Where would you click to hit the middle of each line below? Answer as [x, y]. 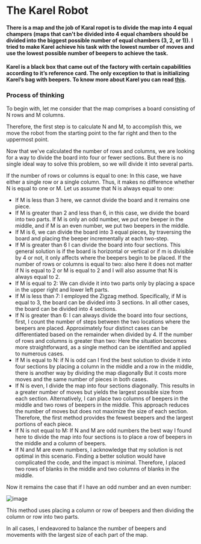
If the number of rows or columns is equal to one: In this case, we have [94, 175]
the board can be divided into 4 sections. [66, 308]
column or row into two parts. [43, 516]
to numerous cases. [39, 354]
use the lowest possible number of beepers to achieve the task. [87, 53]
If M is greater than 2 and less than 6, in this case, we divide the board [102, 213]
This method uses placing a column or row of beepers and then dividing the [100, 510]
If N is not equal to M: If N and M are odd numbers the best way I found [103, 430]
